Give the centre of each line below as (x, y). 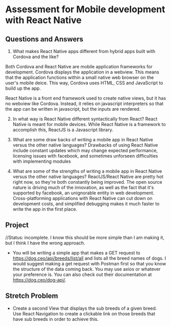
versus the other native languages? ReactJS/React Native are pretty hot (88, 177)
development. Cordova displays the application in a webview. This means (82, 72)
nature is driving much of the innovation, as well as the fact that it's (83, 187)
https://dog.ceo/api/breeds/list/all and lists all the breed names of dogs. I (89, 258)
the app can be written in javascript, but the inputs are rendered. (73, 109)
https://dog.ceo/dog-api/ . (39, 280)
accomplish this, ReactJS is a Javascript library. (63, 130)
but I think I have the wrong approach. (45, 243)
